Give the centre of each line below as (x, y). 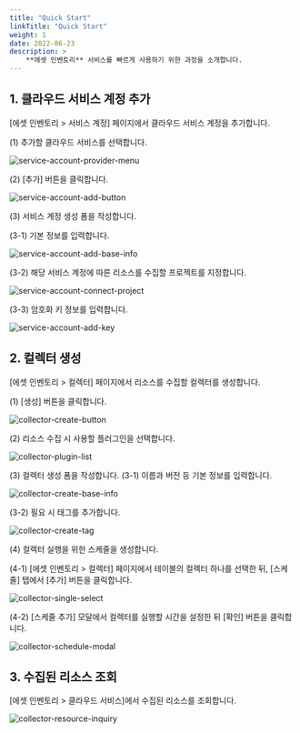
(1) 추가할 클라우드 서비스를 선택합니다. (78, 142)
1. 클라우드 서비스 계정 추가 (80, 100)
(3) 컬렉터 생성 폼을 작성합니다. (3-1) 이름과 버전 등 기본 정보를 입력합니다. (141, 475)
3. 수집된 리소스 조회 (63, 677)
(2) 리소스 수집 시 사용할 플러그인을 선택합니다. (92, 438)
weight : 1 (28, 35)
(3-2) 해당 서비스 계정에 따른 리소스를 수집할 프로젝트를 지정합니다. (128, 272)
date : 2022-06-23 (42, 43)
